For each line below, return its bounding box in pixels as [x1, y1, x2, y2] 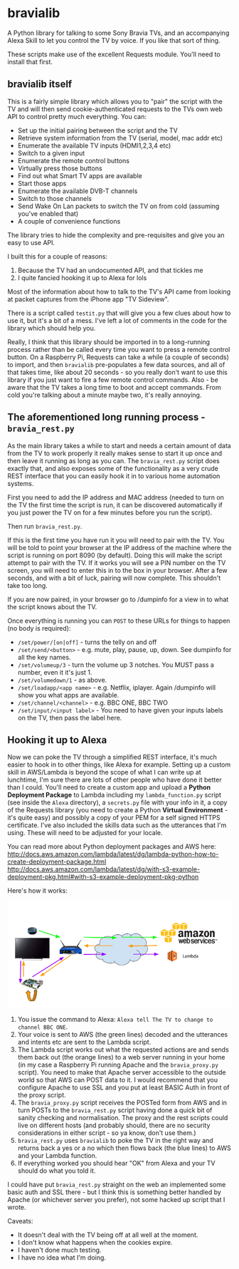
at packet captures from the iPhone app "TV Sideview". [7, 294, 169, 304]
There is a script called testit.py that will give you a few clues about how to [7, 309, 231, 317]
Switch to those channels [17, 194, 92, 202]
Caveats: [7, 1216, 33, 1225]
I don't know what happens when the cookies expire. [17, 1238, 173, 1246]
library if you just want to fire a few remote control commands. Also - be [7, 375, 218, 384]
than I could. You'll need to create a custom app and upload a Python [7, 783, 211, 792]
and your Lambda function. [17, 1151, 97, 1159]
